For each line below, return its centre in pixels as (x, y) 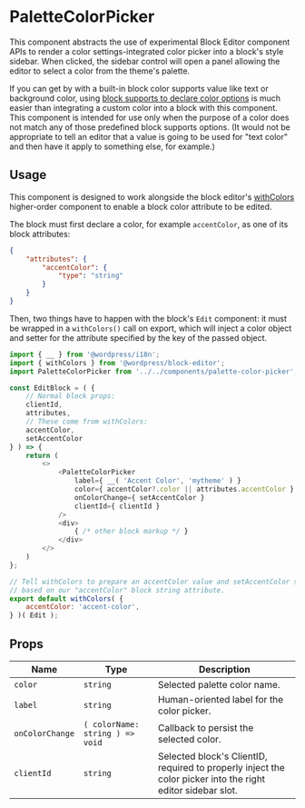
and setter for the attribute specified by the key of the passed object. (138, 337)
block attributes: (40, 234)
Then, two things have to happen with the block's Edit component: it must (148, 318)
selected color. (189, 739)
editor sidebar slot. (197, 790)
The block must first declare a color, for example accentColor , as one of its (149, 224)
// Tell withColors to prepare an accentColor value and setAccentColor (150, 582)
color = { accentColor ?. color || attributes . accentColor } (184, 489)
